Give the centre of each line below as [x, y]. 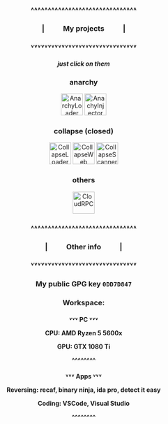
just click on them [84, 64]
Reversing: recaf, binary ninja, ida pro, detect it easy [84, 390]
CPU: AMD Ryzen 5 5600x [84, 332]
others [84, 180]
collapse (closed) [84, 131]
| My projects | [84, 28]
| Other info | [84, 247]
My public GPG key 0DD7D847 [84, 284]
